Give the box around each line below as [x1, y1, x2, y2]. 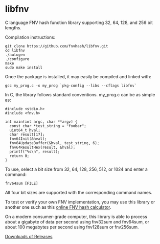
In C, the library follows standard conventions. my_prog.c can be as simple [5, 91, 155, 97]
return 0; [9, 153, 29, 158]
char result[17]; [9, 132, 45, 137]
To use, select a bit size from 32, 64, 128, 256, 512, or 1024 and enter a [5, 166, 148, 172]
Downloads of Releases [5, 233, 53, 239]
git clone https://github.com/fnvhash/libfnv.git [5, 44, 109, 48]
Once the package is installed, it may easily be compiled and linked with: [5, 73, 152, 79]
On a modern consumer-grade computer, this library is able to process [5, 214, 148, 220]
